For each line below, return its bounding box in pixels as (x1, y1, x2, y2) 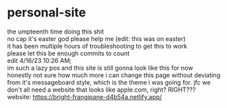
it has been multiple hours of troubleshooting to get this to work (7, 42, 188, 50)
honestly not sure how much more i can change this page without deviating (7, 70, 221, 79)
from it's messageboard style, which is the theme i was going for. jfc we (7, 78, 211, 86)
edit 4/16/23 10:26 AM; (7, 56, 72, 64)
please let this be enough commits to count (7, 49, 130, 57)
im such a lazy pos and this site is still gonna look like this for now (7, 64, 193, 72)
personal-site (7, 5, 86, 21)
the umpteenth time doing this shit (7, 27, 105, 36)
